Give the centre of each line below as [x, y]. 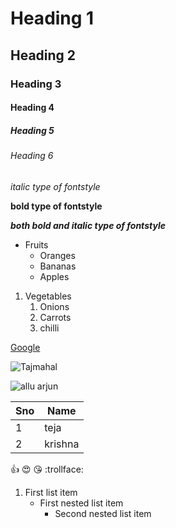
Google [25, 347]
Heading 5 [32, 130]
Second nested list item [103, 513]
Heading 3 [36, 84]
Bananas [58, 266]
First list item [51, 492]
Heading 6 [32, 156]
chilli [49, 328]
